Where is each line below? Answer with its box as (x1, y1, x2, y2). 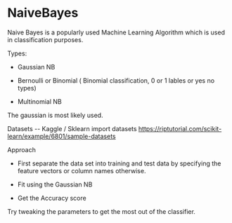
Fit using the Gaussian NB (17, 180, 93, 189)
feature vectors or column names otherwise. (17, 166, 146, 175)
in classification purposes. (7, 35, 84, 43)
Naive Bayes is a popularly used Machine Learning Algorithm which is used (7, 28, 225, 36)
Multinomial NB (17, 97, 62, 106)
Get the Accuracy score (17, 194, 86, 202)
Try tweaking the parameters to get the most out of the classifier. (7, 207, 195, 215)
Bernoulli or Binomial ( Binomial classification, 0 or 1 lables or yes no (17, 76, 215, 85)
